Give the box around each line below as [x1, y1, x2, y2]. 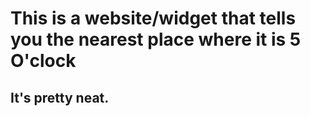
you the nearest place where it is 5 [10, 28, 302, 51]
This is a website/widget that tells [10, 7, 297, 30]
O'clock [10, 50, 77, 72]
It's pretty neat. [10, 89, 110, 106]
